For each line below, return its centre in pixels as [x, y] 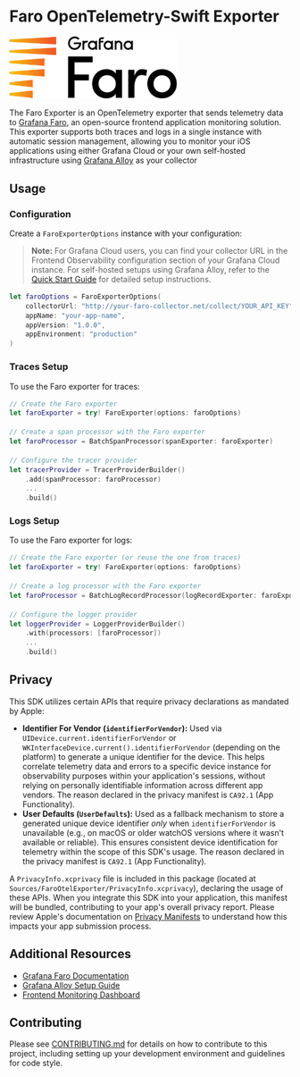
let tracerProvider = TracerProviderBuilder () [97, 470]
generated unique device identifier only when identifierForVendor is [149, 823]
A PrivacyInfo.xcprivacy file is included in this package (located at [133, 879]
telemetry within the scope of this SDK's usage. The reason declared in [153, 852]
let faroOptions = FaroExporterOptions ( [86, 297]
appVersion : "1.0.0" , [65, 325]
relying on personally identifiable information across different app [142, 785]
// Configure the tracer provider [74, 460]
